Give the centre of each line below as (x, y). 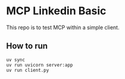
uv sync (16, 60)
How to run (27, 46)
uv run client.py (28, 70)
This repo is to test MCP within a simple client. (63, 27)
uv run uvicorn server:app (40, 65)
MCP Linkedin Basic (56, 11)
